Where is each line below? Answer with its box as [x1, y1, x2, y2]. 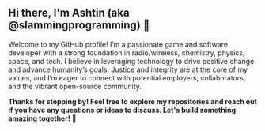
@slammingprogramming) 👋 [8, 19, 150, 32]
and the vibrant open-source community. [8, 81, 142, 91]
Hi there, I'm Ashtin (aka [8, 6, 130, 20]
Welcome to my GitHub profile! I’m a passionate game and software [8, 39, 228, 49]
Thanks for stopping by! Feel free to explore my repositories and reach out [8, 96, 257, 106]
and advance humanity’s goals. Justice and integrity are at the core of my [8, 65, 248, 74]
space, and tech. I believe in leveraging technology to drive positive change [8, 56, 255, 65]
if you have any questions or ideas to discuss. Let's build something [8, 105, 237, 114]
